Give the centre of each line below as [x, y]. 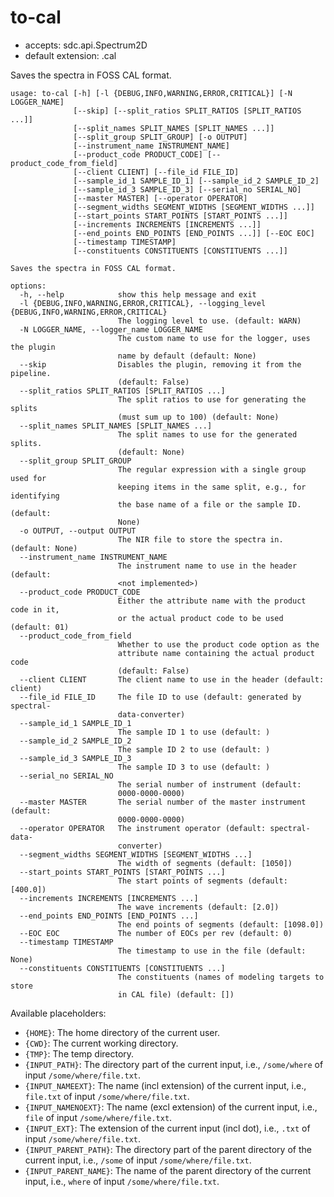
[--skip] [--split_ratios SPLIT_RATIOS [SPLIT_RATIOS [187, 111]
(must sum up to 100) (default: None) [198, 417]
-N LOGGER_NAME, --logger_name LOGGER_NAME [111, 329]
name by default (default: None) [187, 356]
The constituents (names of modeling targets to [221, 977]
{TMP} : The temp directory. [79, 1053]
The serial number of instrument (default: [209, 784]
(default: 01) [40, 627]
